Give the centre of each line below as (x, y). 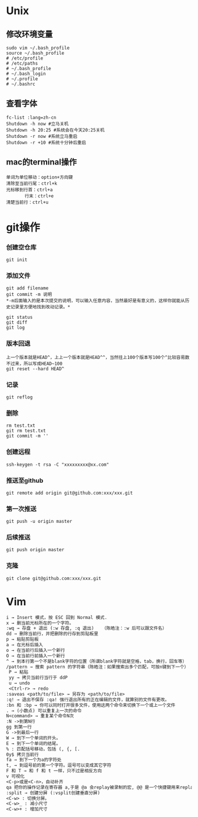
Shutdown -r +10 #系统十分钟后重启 (46, 143)
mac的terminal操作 (42, 162)
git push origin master (35, 550)
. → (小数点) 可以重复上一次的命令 (44, 711)
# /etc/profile (25, 58)
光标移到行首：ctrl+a (29, 190)
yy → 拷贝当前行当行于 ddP (38, 678)
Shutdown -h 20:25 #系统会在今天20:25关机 (55, 130)
